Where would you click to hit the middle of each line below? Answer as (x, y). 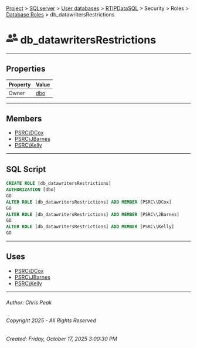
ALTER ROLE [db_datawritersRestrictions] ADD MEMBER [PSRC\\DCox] (89, 202)
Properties (26, 68)
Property (20, 85)
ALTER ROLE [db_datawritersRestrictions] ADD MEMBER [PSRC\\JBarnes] (93, 214)
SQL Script (26, 169)
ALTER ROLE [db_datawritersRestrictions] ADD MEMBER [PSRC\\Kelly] (90, 227)
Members (24, 118)
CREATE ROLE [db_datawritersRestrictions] (59, 184)
